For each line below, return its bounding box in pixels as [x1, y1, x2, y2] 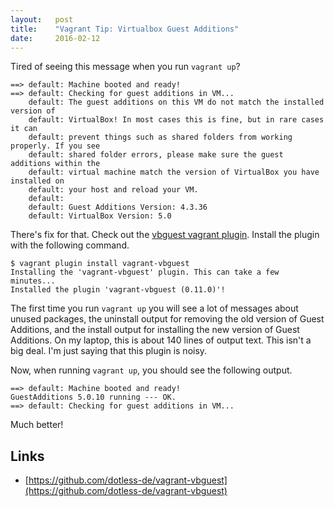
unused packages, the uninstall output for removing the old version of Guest [10, 313, 325, 325]
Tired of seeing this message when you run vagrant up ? [10, 61, 241, 73]
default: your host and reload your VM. [28, 185, 199, 195]
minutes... [10, 276, 56, 286]
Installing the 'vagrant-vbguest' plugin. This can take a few [10, 267, 280, 278]
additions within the [10, 159, 101, 169]
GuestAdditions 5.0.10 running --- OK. [10, 392, 177, 403]
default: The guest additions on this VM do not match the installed [28, 97, 325, 108]
